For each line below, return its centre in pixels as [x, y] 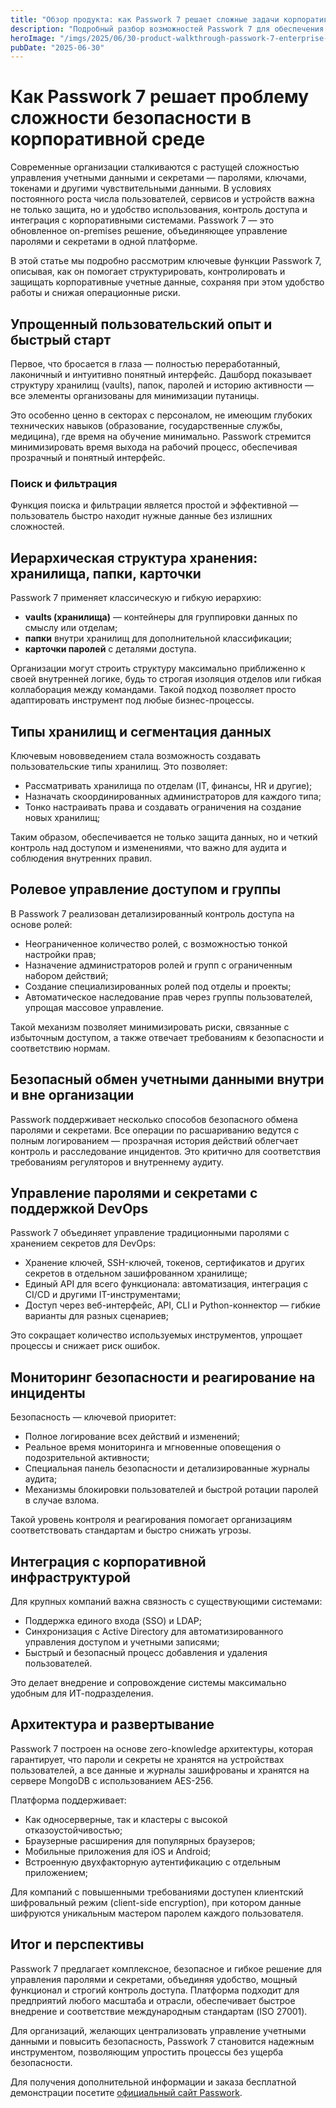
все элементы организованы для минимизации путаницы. [135, 395]
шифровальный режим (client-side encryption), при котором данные [156, 1902]
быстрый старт [61, 339]
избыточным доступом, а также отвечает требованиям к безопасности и [167, 1037]
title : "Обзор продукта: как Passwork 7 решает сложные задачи [145, 19]
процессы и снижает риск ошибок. [85, 1346]
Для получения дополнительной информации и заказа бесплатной [153, 2082]
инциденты [48, 1392]
